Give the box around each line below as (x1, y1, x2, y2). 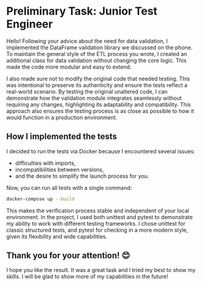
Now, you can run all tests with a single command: (6, 184, 132, 191)
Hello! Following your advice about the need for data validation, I (6, 37, 168, 44)
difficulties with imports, (15, 159, 76, 167)
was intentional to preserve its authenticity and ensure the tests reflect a (6, 81, 187, 89)
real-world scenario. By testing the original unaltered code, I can (6, 88, 168, 95)
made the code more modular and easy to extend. (6, 63, 132, 71)
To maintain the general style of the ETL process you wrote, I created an (6, 50, 187, 57)
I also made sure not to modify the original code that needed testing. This (6, 75, 190, 82)
